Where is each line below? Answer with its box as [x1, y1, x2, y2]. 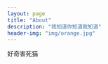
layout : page [7, 10, 46, 17]
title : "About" [7, 17, 52, 24]
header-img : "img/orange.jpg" [7, 29, 96, 37]
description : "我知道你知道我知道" [7, 23, 102, 30]
